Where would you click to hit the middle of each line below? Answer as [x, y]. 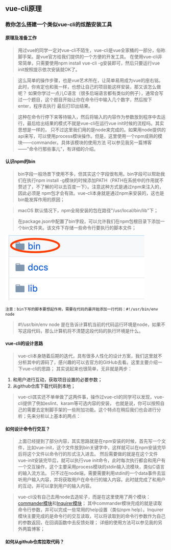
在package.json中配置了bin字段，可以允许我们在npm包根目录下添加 [89, 221]
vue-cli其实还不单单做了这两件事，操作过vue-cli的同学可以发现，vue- [91, 397]
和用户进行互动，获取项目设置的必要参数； [57, 379]
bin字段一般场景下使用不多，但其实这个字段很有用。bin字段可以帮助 [89, 174]
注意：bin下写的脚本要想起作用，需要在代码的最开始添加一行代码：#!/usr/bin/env [82, 309]
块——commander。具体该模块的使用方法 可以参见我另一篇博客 [85, 142]
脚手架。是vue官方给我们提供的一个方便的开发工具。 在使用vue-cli [88, 56]
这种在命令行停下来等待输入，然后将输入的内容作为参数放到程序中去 [89, 117]
